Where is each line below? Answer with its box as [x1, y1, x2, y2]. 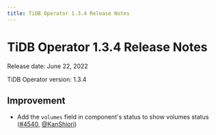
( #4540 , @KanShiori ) [16, 120, 77, 128]
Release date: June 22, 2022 [7, 62, 89, 70]
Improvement [7, 95, 66, 106]
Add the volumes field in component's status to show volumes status [16, 113, 209, 121]
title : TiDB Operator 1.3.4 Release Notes [7, 10, 130, 17]
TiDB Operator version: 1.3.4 [7, 75, 87, 83]
